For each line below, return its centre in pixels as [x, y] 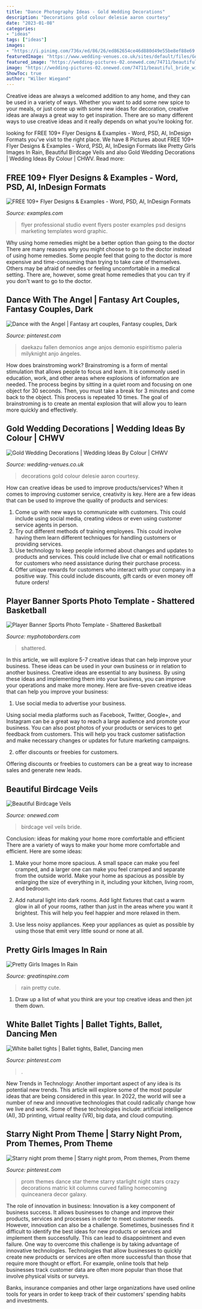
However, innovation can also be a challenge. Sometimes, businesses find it [100, 1225]
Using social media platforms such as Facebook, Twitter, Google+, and [94, 715]
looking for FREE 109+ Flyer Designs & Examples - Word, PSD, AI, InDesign [99, 133]
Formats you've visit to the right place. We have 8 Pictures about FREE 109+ [100, 139]
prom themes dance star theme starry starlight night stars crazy [100, 1181]
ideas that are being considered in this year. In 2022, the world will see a [96, 1096]
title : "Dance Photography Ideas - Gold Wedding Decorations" [86, 12]
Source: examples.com [35, 213]
